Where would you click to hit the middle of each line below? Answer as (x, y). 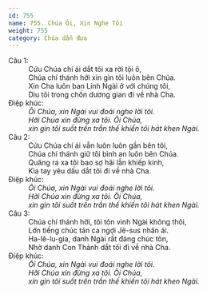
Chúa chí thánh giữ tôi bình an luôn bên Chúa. (103, 154)
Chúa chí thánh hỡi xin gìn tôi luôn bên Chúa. (102, 77)
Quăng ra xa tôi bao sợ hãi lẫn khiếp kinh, (96, 163)
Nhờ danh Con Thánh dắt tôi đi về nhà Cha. (100, 248)
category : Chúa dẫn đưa (48, 38)
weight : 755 (28, 30)
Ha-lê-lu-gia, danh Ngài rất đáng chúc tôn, (98, 239)
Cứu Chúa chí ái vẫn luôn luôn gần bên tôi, (98, 145)
